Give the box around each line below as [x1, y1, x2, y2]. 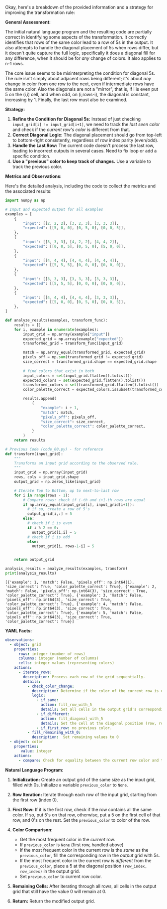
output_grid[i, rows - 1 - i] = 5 [31, 544, 94, 549]
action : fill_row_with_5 [40, 702, 92, 707]
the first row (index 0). [12, 797, 58, 803]
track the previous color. [12, 164, 63, 169]
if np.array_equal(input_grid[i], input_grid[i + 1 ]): [23, 502, 135, 507]
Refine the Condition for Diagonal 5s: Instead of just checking [12, 116, 141, 122]
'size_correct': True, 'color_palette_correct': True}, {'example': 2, [5, 584, 157, 589]
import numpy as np [5, 198, 46, 203]
